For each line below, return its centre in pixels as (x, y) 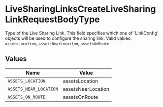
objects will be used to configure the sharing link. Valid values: (68, 38)
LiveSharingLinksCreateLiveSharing (81, 9)
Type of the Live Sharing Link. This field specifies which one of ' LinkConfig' (82, 33)
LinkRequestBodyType (52, 19)
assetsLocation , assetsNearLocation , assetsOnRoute (57, 43)
